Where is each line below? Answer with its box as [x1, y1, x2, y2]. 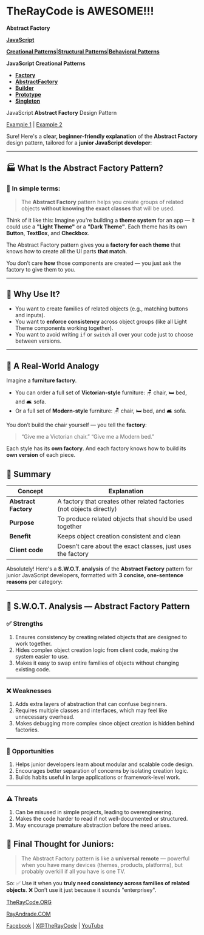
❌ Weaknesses [6, 687, 52, 695]
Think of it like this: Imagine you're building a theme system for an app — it [6, 216, 195, 224]
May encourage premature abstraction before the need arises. [15, 821, 171, 829]
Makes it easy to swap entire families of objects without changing [15, 659, 179, 666]
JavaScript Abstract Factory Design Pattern [6, 109, 117, 116]
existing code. [15, 665, 50, 673]
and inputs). [15, 312, 46, 319]
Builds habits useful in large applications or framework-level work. [15, 773, 181, 781]
